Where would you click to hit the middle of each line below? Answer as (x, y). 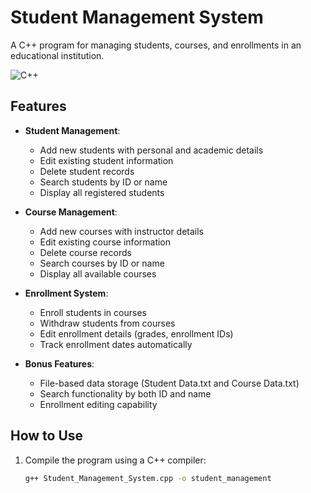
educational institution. (57, 55)
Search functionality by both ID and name (125, 393)
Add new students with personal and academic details (151, 150)
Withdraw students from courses (107, 323)
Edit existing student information (106, 160)
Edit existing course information (105, 242)
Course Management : (71, 212)
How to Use (47, 436)
